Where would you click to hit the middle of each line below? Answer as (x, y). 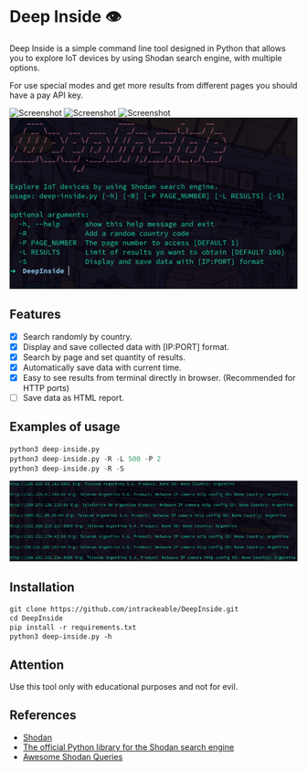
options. (25, 68)
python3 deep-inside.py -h (61, 637)
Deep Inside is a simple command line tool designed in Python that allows (148, 48)
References (43, 716)
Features (35, 315)
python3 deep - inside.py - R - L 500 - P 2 (85, 459)
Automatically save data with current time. (102, 367)
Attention (37, 665)
